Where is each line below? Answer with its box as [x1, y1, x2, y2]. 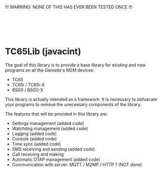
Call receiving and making [12, 151, 64, 157]
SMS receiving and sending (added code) [12, 146, 95, 152]
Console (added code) [12, 136, 57, 141]
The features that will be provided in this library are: [5, 111, 108, 117]
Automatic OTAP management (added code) [12, 156, 101, 162]
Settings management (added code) [12, 120, 84, 126]
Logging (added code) [12, 131, 57, 137]
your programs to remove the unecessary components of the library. [5, 102, 142, 107]
